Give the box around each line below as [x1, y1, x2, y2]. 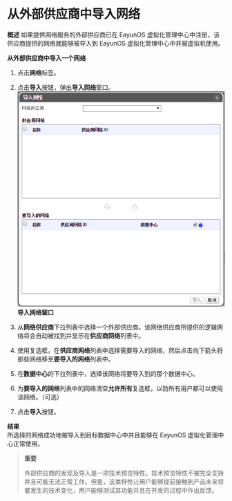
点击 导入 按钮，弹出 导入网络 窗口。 [17, 83, 115, 91]
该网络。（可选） [17, 393, 64, 401]
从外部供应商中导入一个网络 [7, 53, 86, 62]
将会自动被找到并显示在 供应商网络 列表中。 [23, 331, 145, 339]
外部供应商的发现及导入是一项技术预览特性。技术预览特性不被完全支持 [23, 469, 224, 477]
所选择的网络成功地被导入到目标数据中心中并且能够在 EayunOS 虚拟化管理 [7, 431, 219, 439]
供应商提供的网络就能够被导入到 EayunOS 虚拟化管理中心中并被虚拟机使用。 [7, 39, 224, 47]
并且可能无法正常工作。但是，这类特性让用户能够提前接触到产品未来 [23, 478, 218, 486]
